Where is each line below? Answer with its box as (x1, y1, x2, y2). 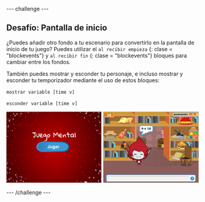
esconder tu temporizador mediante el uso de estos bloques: (6, 76, 160, 84)
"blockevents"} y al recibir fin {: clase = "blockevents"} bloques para (6, 52, 187, 59)
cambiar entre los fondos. (6, 58, 71, 66)
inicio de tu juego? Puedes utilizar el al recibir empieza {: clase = (6, 45, 173, 52)
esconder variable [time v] (6, 100, 78, 106)
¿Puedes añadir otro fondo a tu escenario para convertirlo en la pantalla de (6, 39, 195, 46)
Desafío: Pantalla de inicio (6, 23, 107, 33)
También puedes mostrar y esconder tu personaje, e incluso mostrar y (6, 70, 183, 77)
